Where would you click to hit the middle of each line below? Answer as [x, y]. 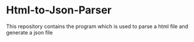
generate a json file [29, 32]
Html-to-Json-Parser [59, 10]
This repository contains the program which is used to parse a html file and [97, 26]
